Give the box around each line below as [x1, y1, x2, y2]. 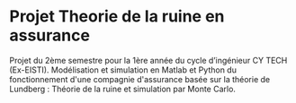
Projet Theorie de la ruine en [9, 6, 225, 27]
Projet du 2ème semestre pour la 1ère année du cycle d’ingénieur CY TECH [9, 55, 288, 65]
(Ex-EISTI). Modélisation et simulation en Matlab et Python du [9, 64, 237, 75]
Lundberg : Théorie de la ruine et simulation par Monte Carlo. [9, 83, 237, 94]
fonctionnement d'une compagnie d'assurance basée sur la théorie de [9, 73, 271, 84]
